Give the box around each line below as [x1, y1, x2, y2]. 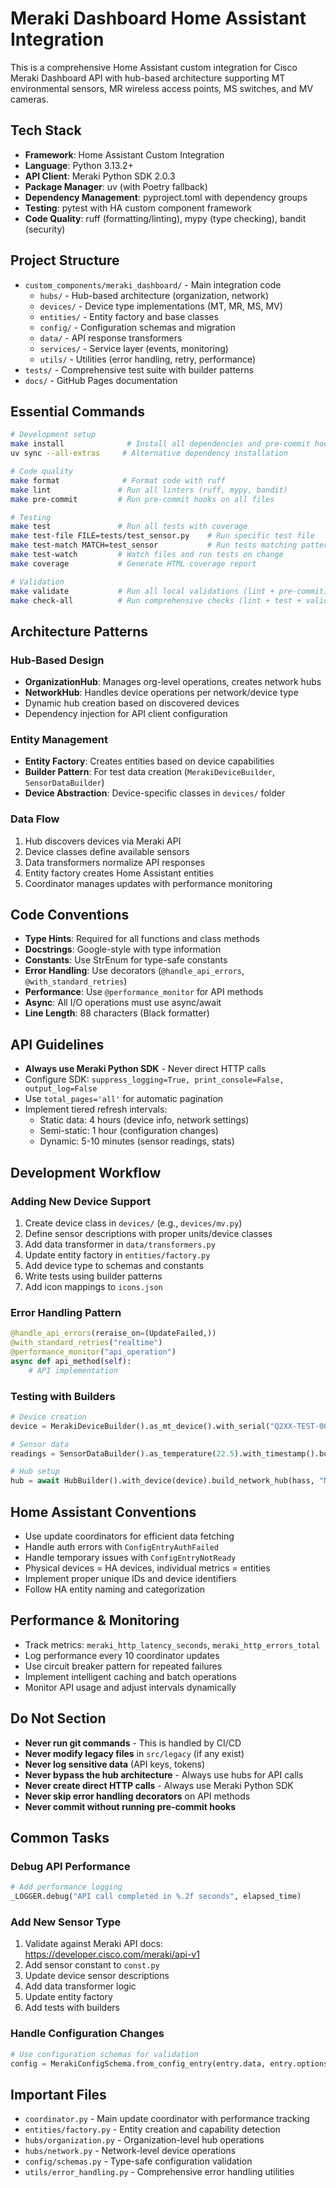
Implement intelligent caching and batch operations [24, 1670, 237, 1682]
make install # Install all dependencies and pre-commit [10, 439, 311, 449]
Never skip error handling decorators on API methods [24, 1790, 251, 1802]
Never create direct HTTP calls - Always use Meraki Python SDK [24, 1779, 294, 1791]
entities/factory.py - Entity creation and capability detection [24, 2123, 281, 2136]
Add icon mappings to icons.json [24, 1280, 163, 1292]
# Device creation [10, 1412, 87, 1422]
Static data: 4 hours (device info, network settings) [39, 1114, 250, 1126]
